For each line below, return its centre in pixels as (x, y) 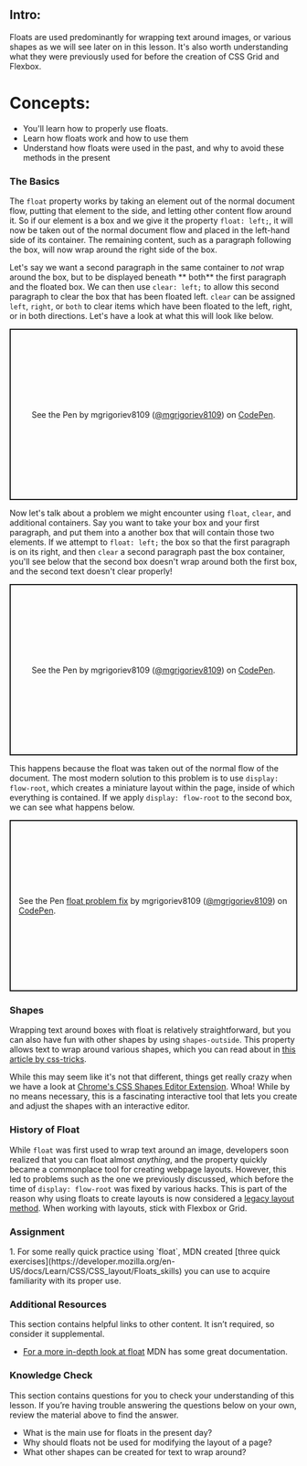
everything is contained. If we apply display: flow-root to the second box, (151, 798)
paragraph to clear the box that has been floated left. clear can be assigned (152, 297)
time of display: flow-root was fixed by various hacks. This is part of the (148, 1188)
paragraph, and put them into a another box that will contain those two (142, 533)
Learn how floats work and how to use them (106, 138)
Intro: (25, 15)
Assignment (37, 1231)
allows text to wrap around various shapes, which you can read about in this (153, 1049)
